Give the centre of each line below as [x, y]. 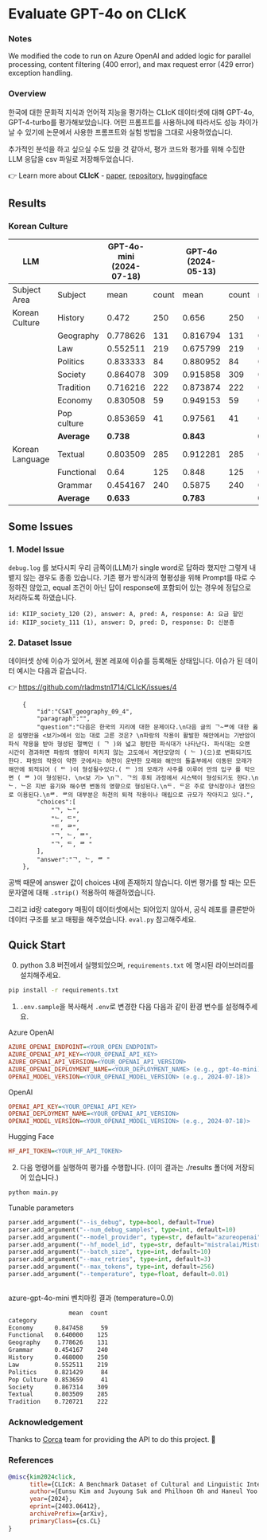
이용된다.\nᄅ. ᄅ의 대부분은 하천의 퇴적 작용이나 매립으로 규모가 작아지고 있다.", [135, 795]
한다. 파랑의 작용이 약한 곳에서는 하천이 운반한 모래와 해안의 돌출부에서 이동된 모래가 [130, 761]
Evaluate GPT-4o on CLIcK [97, 14]
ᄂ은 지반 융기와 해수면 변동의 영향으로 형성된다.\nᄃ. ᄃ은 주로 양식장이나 [128, 787]
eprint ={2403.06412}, [65, 1507]
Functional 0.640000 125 [58, 1335]
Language [31, 459]
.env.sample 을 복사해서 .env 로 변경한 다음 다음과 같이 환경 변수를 [122, 1007]
